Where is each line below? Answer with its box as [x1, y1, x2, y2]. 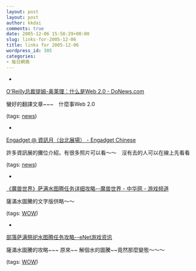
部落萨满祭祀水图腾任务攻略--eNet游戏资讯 [6, 233, 113, 240]
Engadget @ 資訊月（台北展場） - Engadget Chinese [6, 136, 136, 144]
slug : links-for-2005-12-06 [6, 36, 77, 42]
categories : [6, 53, 36, 59]
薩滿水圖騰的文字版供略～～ [6, 197, 75, 205]
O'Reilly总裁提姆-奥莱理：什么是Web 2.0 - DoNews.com [6, 87, 145, 95]
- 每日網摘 [6, 59, 30, 65]
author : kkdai [6, 20, 42, 26]
